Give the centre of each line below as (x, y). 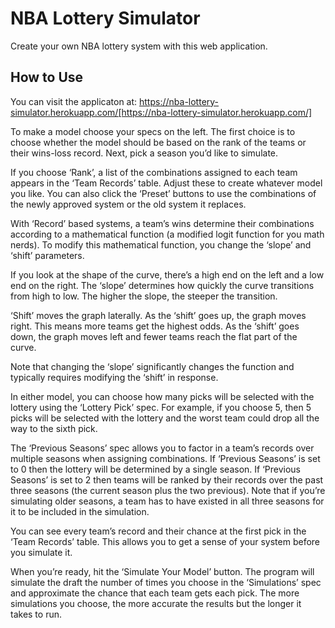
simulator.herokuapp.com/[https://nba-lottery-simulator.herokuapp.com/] (161, 112)
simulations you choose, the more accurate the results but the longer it (156, 603)
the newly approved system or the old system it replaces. (128, 204)
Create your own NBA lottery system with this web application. (139, 46)
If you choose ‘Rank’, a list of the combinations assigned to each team (154, 172)
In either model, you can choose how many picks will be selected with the (162, 396)
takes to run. (36, 614)
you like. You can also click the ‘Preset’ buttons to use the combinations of (163, 193)
